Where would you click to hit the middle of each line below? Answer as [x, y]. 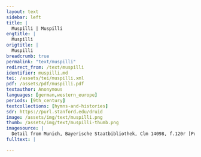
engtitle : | [21, 34]
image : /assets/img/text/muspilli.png [54, 117]
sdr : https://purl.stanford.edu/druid [54, 112]
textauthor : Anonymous [34, 90]
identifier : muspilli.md [37, 73]
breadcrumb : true [28, 56]
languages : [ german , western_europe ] [52, 95]
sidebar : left [24, 17]
